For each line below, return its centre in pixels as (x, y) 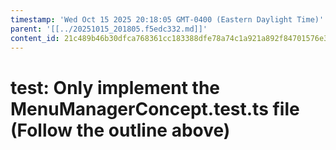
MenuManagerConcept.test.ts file (155, 108)
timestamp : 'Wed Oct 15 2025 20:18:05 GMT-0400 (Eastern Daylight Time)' (167, 19)
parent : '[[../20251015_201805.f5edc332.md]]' (109, 29)
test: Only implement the (115, 87)
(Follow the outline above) (120, 130)
